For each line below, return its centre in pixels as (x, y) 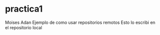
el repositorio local (24, 27)
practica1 (24, 9)
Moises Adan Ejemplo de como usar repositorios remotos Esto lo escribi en (80, 22)
